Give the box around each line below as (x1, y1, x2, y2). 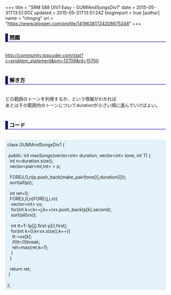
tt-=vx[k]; (12, 233, 32, 240)
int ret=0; (9, 190, 30, 196)
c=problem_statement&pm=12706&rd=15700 (5, 58, 99, 64)
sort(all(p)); (9, 179, 34, 185)
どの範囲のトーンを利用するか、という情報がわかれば (5, 96, 117, 102)
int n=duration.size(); (9, 158, 54, 164)
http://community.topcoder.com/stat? (5, 52, 84, 58)
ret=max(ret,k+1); (12, 244, 48, 250)
